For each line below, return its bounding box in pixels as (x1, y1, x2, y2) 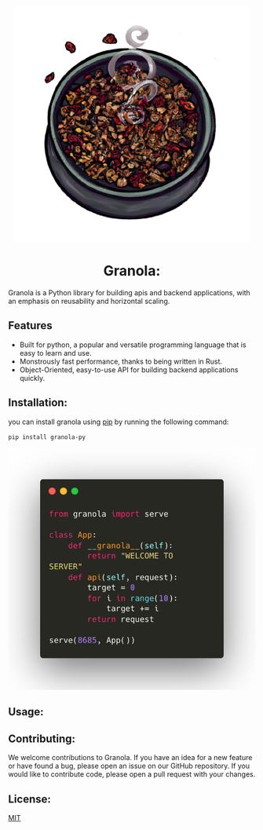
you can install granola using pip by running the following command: (8, 417, 229, 426)
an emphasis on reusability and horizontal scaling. (8, 296, 170, 305)
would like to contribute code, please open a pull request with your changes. (8, 770, 256, 779)
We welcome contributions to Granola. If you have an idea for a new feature (8, 753, 253, 762)
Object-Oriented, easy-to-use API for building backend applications (19, 364, 239, 375)
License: (8, 792, 51, 806)
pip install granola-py (8, 433, 86, 441)
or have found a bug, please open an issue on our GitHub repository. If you (8, 761, 250, 771)
